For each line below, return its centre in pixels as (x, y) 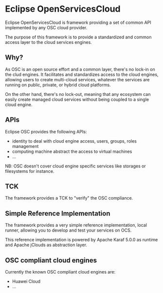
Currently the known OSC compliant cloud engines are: (60, 272)
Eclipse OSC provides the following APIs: (46, 131)
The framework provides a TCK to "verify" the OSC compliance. (69, 198)
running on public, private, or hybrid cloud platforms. (58, 85)
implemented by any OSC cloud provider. (46, 27)
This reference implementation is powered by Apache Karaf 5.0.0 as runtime (81, 240)
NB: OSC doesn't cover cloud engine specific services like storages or (75, 166)
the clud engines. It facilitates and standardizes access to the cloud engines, (82, 74)
